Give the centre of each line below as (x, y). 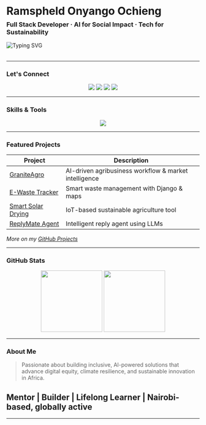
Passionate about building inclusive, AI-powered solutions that (100, 365)
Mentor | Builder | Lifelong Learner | (76, 397)
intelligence (82, 178)
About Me (21, 352)
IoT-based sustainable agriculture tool (121, 209)
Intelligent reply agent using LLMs (114, 224)
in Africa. (33, 378)
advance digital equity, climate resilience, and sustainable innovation (108, 372)
